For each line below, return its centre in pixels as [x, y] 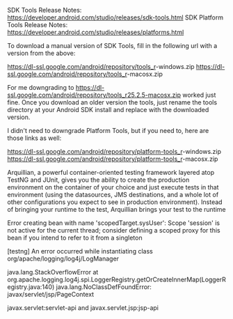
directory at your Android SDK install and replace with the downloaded [108, 110]
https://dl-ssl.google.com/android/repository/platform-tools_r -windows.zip [114, 151]
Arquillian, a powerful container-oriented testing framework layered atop [111, 172]
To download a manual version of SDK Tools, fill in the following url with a [112, 46]
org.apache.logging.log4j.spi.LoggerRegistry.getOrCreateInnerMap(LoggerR [116, 279]
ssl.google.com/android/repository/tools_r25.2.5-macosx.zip [94, 95]
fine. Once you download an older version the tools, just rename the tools [112, 102]
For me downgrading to [41, 87]
